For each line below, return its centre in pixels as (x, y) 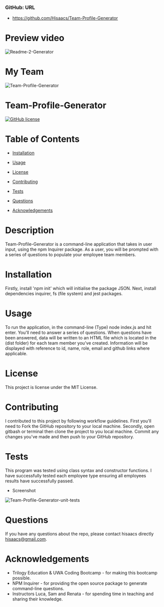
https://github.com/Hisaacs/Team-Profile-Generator (65, 18)
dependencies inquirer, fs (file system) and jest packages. (64, 293)
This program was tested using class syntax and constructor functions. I (78, 470)
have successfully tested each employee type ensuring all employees (76, 475)
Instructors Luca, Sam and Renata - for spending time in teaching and (83, 594)
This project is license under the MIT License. (51, 387)
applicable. (16, 353)
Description (30, 230)
